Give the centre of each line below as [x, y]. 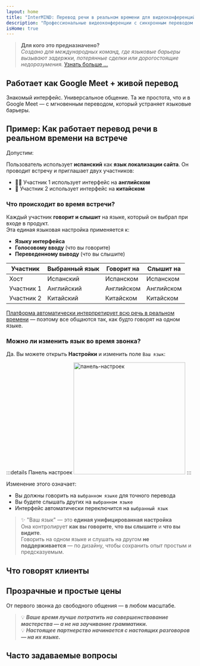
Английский [65, 289]
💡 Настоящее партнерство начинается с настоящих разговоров [105, 630]
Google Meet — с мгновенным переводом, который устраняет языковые [99, 104]
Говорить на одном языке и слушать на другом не [85, 539]
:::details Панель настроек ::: [99, 472]
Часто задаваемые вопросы [62, 656]
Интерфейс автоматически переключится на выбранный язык [91, 508]
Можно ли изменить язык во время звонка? [74, 341]
